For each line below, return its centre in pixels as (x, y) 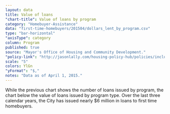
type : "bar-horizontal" (30, 33)
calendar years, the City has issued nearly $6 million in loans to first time (81, 100)
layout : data (19, 10)
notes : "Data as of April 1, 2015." (44, 76)
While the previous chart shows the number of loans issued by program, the (84, 90)
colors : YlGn (19, 66)
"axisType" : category (28, 38)
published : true (22, 47)
